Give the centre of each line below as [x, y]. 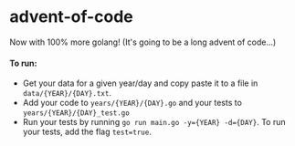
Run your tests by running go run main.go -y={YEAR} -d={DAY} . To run [154, 122]
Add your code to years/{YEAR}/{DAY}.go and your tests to [132, 103]
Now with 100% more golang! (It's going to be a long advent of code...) [143, 42]
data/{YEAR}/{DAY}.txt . [67, 93]
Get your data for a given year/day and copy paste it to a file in [140, 83]
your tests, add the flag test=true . [87, 132]
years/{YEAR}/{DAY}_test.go [76, 113]
